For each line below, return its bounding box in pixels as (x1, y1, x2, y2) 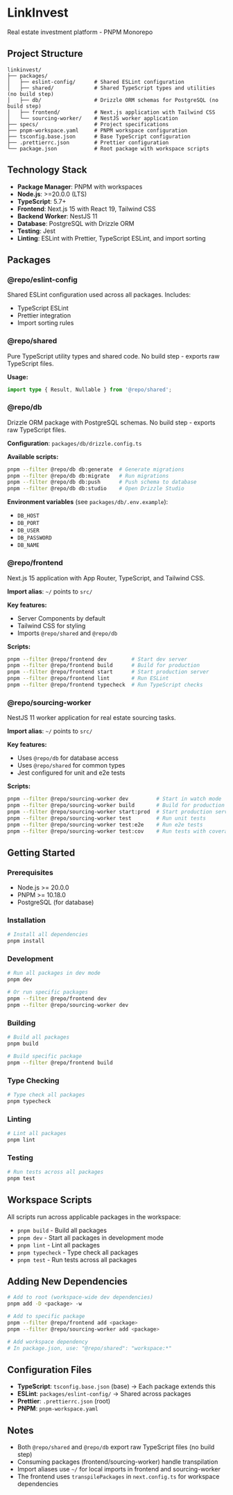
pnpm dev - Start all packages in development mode (17, 1233, 164, 1242)
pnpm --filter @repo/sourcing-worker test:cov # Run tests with (7, 827, 207, 835)
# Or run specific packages (7, 989, 89, 996)
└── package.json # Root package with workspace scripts (7, 145, 209, 152)
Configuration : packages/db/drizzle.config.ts (7, 439, 142, 447)
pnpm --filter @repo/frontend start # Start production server (7, 668, 209, 675)
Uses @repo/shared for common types (17, 761, 126, 770)
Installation (7, 915, 46, 925)
